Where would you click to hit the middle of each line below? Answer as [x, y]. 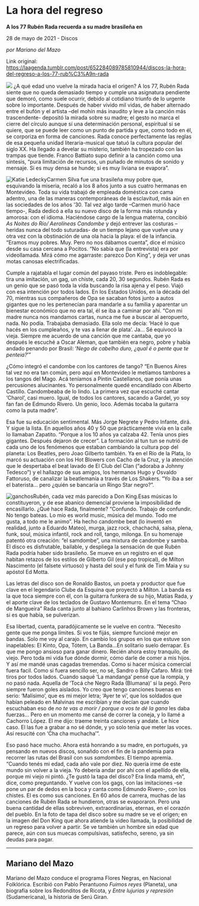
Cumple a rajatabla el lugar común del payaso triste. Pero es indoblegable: [97, 273]
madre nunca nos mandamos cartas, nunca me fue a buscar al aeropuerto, [97, 317]
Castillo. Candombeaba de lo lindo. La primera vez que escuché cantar [93, 391]
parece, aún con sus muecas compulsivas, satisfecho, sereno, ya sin [90, 833]
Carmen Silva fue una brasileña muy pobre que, [105, 179]
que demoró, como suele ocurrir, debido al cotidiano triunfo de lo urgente [96, 98]
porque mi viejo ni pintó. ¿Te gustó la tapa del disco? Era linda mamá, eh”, [96, 776]
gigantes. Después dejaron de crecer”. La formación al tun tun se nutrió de [97, 441]
